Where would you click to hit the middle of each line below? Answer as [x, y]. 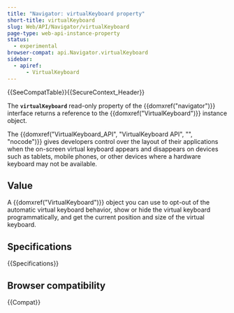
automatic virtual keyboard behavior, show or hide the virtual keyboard [109, 210]
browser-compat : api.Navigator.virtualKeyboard [78, 53]
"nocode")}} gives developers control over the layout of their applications [113, 141]
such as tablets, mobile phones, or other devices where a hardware [104, 156]
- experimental [36, 46]
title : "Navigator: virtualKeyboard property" [76, 14]
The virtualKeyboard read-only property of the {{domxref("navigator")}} [111, 105]
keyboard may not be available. [52, 163]
